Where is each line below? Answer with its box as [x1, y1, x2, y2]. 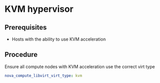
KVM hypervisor [4, 3, 74, 15]
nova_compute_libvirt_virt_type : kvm [4, 73, 82, 78]
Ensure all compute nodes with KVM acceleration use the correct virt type [4, 63, 155, 70]
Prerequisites [4, 23, 47, 32]
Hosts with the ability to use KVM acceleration [11, 36, 106, 42]
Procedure [4, 50, 38, 59]
